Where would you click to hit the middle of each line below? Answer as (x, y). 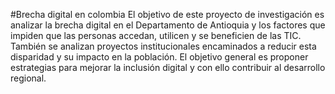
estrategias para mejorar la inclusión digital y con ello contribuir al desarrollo (168, 67)
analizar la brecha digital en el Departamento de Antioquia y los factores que (168, 25)
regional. (28, 78)
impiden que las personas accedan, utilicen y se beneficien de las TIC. (156, 35)
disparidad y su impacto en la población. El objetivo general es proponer (159, 57)
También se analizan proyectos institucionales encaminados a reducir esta (163, 46)
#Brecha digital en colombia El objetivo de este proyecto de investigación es (167, 14)
